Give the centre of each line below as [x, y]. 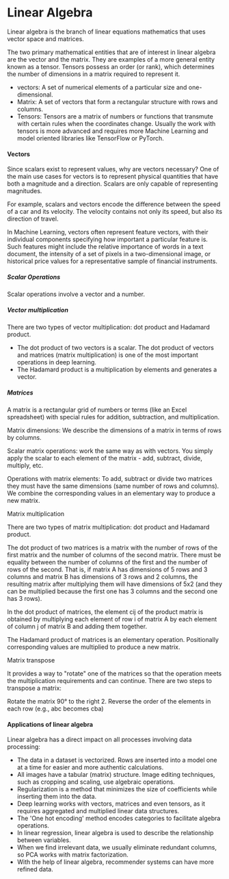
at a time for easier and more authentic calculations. [90, 767]
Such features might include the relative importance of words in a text [105, 247]
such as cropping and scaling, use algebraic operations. [96, 782]
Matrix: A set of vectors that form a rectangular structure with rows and [117, 101]
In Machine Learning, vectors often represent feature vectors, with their [108, 232]
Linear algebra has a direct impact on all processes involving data [99, 740]
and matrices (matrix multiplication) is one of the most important [107, 355]
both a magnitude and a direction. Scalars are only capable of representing [113, 184]
